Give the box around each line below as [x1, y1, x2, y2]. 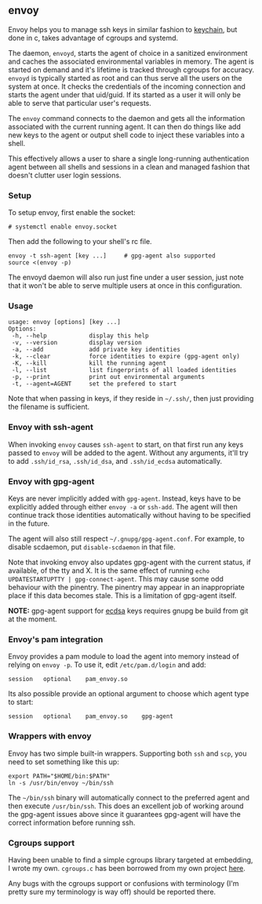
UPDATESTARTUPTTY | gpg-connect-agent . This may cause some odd [8, 574, 224, 583]
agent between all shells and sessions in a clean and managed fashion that [8, 162, 250, 171]
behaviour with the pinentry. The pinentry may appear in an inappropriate [8, 582, 246, 592]
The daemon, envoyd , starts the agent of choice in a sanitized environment [8, 48, 248, 57]
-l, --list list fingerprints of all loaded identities [11, 366, 237, 374]
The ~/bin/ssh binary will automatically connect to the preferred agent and [8, 793, 249, 802]
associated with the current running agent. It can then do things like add [8, 122, 241, 131]
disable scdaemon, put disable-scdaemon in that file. [8, 542, 176, 552]
